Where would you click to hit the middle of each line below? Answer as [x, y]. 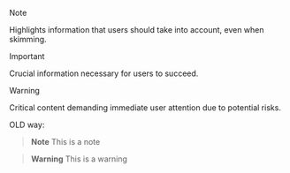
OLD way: [27, 124]
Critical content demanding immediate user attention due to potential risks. [145, 108]
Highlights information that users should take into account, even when [137, 30]
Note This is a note [65, 142]
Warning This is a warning [79, 159]
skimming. [28, 39]
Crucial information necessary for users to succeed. [104, 73]
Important [27, 56]
